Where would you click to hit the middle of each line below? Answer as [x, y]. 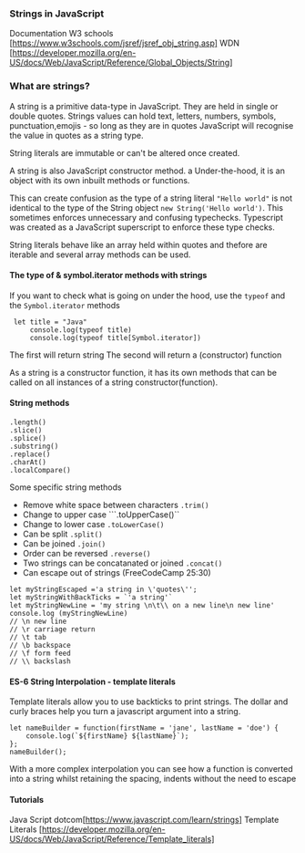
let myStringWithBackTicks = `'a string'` [91, 598]
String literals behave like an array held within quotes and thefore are [139, 244]
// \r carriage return [52, 629]
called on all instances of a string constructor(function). [114, 382]
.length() [28, 422]
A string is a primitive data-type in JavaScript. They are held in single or [144, 106]
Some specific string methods [66, 487]
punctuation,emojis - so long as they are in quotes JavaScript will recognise [152, 125]
